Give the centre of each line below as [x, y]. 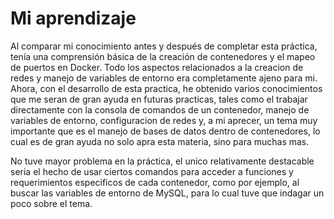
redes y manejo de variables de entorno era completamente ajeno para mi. [164, 78]
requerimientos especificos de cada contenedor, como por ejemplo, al [155, 182]
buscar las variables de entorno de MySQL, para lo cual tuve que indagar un [167, 193]
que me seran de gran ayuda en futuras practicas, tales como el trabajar [159, 99]
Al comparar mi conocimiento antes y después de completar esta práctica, [164, 46]
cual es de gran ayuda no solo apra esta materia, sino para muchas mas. [160, 141]
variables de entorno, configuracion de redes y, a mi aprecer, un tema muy [164, 120]
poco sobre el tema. [51, 203]
